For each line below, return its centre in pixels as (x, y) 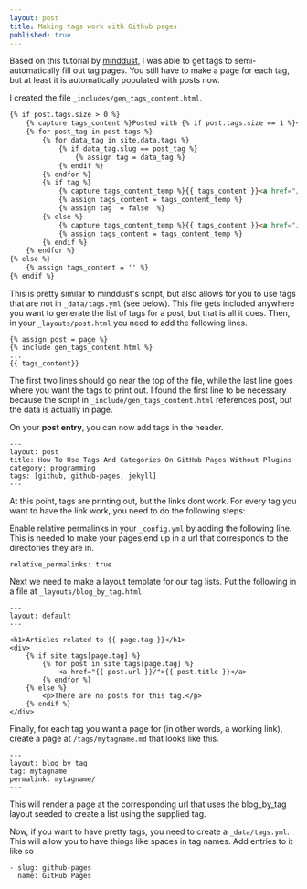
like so (22, 851)
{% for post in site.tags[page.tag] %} (118, 663)
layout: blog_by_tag (49, 763)
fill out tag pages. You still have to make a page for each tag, (175, 70)
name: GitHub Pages (55, 875)
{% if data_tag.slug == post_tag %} (128, 148)
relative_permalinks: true (61, 564)
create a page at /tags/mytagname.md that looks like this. (114, 738)
